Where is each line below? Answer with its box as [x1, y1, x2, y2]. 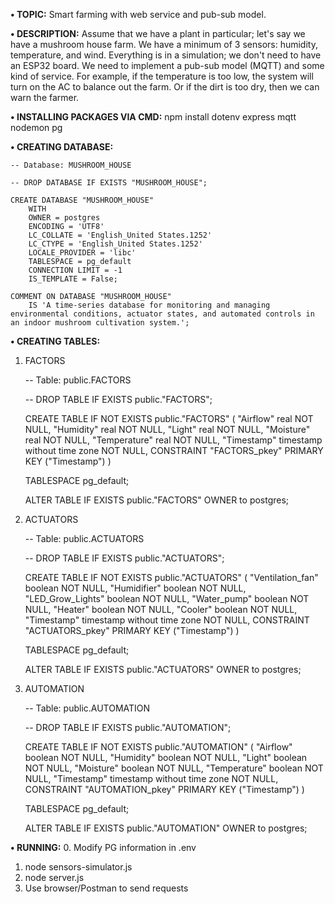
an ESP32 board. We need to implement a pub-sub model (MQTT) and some [10, 60, 325, 71]
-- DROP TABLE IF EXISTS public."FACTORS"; [24, 394, 213, 405]
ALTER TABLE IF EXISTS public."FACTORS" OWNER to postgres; [24, 494, 290, 506]
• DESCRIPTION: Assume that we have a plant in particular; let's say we [10, 28, 306, 39]
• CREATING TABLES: [10, 335, 101, 347]
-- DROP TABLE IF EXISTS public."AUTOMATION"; [24, 722, 232, 733]
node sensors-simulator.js [24, 861, 133, 873]
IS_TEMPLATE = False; [28, 274, 118, 284]
